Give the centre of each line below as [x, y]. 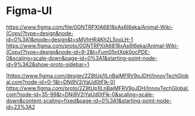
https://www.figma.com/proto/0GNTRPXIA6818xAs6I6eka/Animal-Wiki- [92, 46]
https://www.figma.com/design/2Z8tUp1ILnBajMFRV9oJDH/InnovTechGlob [98, 76]
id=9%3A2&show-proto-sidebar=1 [48, 64]
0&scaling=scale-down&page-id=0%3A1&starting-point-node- [82, 58]
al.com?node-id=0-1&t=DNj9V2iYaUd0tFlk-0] [61, 82]
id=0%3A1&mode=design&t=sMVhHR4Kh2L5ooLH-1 [70, 39]
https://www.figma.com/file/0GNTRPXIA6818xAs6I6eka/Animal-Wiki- [90, 27]
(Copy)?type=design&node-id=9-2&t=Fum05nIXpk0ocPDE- [78, 52]
